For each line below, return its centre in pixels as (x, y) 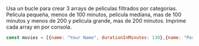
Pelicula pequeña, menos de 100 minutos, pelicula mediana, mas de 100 (94, 15)
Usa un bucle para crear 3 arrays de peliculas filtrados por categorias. (92, 8)
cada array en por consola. (39, 27)
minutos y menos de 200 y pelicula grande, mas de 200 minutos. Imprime (96, 21)
